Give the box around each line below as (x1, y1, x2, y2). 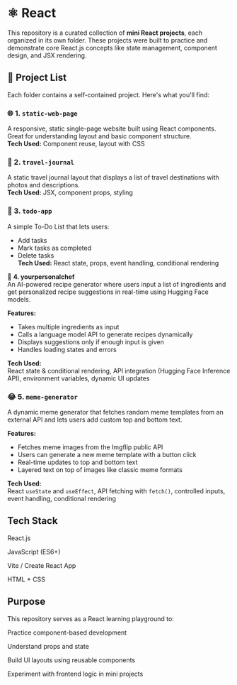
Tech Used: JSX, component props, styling (7, 188, 133, 197)
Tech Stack (7, 515, 58, 527)
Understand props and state (7, 642, 90, 650)
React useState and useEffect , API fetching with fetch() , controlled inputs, (7, 486, 226, 495)
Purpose (7, 596, 46, 608)
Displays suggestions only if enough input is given (17, 337, 164, 346)
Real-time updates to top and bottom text (17, 458, 138, 466)
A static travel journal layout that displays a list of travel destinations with (7, 173, 219, 182)
